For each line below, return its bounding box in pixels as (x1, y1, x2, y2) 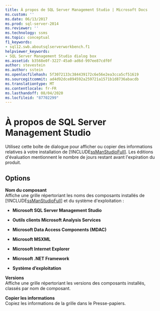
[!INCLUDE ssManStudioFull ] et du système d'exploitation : (5, 198, 124, 204)
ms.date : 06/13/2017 (5, 16, 48, 21)
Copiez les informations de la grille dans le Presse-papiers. (5, 301, 126, 306)
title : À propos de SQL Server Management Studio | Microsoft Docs (5, 7, 148, 12)
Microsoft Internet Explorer (12, 246, 70, 252)
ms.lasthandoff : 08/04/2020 (5, 91, 64, 96)
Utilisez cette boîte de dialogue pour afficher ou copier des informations (5, 144, 153, 150)
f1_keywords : (5, 40, 32, 45)
